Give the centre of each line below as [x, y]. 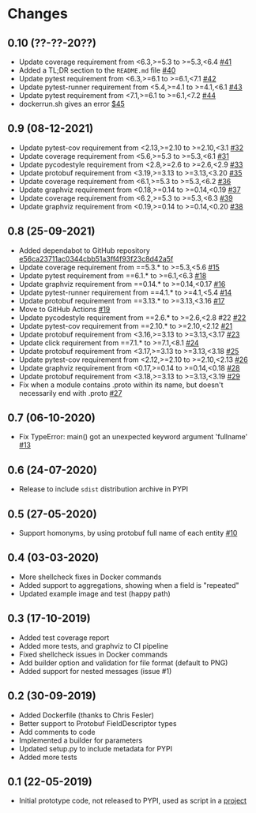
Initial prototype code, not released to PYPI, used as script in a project [132, 801]
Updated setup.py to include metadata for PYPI [96, 748]
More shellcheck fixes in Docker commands [90, 577]
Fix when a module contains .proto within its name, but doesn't [121, 385]
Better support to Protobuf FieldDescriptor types [98, 723]
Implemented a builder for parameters [81, 740]
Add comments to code [57, 732]
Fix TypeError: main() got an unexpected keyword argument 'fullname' [133, 437]
